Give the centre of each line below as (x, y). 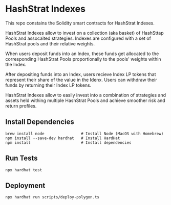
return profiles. (21, 106)
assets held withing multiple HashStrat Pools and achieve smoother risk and (85, 100)
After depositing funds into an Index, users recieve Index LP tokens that (81, 74)
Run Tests (22, 158)
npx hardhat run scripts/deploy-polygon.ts (52, 197)
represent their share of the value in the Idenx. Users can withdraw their (81, 80)
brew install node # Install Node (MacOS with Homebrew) (84, 134)
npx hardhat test (24, 170)
